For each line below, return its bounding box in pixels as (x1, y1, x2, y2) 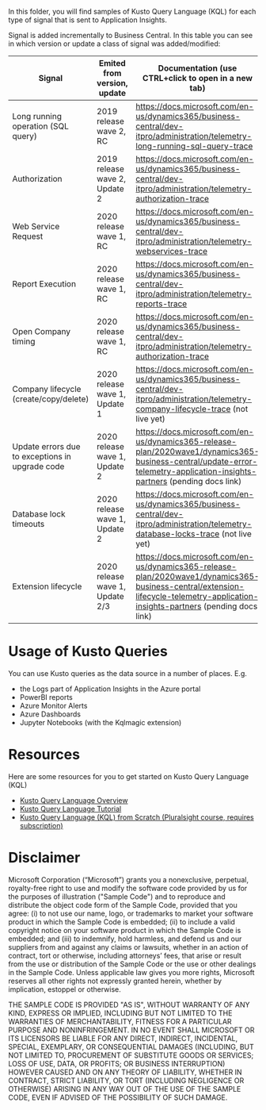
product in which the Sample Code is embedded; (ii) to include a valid (8, 916, 236, 927)
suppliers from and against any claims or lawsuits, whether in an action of (8, 942, 249, 951)
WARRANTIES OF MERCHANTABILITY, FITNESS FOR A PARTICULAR (8, 1016, 232, 1026)
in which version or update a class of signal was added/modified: (8, 39, 221, 48)
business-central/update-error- (135, 456, 258, 467)
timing (12, 336, 36, 347)
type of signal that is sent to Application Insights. (8, 15, 168, 25)
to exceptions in (12, 451, 71, 462)
